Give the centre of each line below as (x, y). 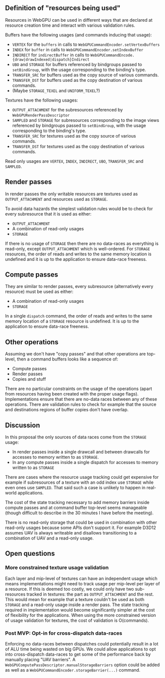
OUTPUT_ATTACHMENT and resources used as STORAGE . (56, 199)
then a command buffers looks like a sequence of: (68, 359)
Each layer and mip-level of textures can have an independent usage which (81, 578)
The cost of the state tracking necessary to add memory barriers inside (77, 502)
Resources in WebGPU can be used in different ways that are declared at (79, 20)
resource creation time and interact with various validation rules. (70, 25)
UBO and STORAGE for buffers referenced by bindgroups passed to (77, 64)
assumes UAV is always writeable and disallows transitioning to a (71, 533)
